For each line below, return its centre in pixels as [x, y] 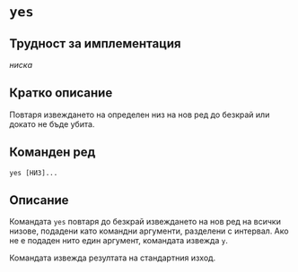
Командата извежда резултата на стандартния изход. [113, 258]
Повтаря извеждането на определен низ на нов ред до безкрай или [140, 115]
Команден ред [53, 153]
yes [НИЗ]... [34, 173]
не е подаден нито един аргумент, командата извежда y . [119, 241]
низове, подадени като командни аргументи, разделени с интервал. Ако [149, 231]
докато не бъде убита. [52, 123]
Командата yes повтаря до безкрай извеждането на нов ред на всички [145, 222]
